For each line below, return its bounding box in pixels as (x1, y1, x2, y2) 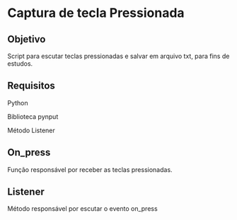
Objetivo (7, 33, 46, 45)
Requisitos (7, 80, 55, 92)
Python (7, 98, 28, 107)
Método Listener (7, 126, 55, 134)
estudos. (7, 59, 33, 68)
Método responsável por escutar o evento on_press (7, 204, 158, 213)
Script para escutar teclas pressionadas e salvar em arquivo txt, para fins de (7, 52, 230, 60)
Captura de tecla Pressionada (7, 5, 185, 21)
